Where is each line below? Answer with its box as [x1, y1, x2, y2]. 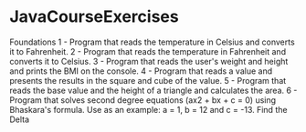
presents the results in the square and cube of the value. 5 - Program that [9, 75, 287, 86]
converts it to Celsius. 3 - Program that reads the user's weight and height [9, 56, 289, 66]
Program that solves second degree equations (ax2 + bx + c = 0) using [9, 94, 277, 106]
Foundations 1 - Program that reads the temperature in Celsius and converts [9, 36, 295, 47]
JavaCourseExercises [9, 6, 180, 27]
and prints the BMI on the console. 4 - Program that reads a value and [9, 66, 272, 76]
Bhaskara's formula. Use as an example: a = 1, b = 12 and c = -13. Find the [9, 104, 288, 115]
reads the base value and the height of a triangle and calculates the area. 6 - [9, 85, 298, 96]
